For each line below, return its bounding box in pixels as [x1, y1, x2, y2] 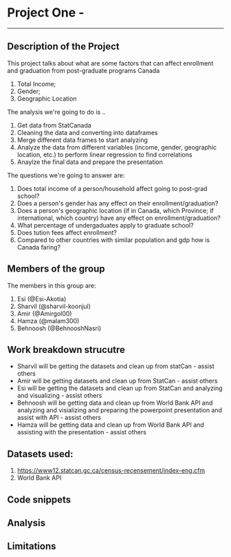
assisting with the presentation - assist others [16, 428, 146, 436]
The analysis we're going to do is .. [7, 108, 106, 116]
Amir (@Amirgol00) [16, 309, 72, 318]
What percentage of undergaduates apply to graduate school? [16, 221, 194, 229]
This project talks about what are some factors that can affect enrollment [7, 59, 214, 67]
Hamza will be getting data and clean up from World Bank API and [16, 421, 204, 429]
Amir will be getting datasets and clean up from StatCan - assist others [16, 377, 218, 385]
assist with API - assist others [16, 414, 102, 422]
